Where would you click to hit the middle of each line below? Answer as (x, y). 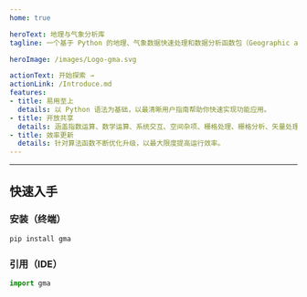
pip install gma (40, 239)
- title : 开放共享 (42, 118)
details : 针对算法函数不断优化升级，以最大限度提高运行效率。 (122, 143)
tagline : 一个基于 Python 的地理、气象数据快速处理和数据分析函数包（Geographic (150, 43)
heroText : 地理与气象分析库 (57, 34)
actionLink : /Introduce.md (61, 84)
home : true (30, 18)
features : (28, 93)
